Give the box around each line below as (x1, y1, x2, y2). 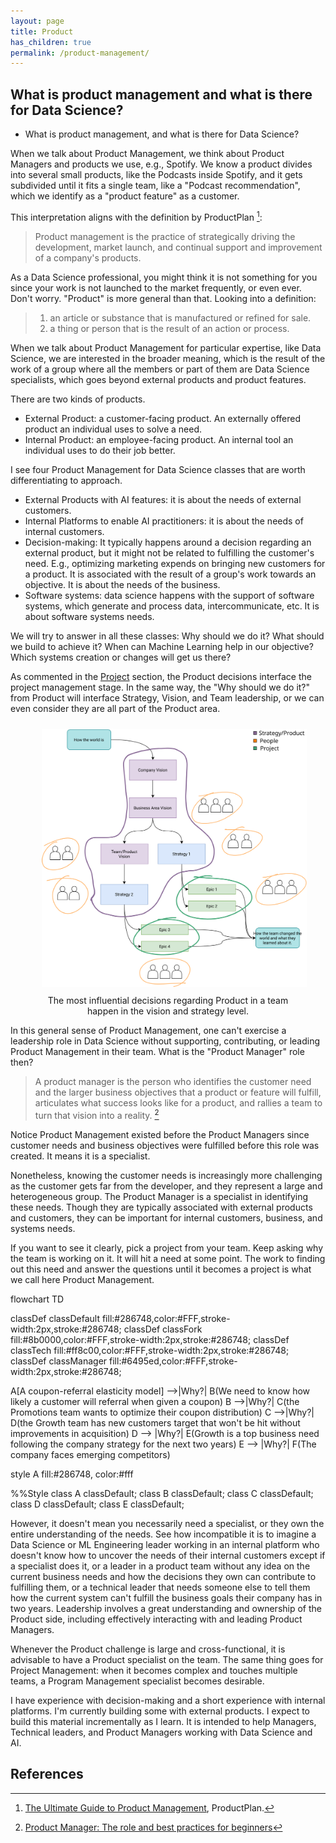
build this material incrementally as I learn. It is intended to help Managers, (10, 1716, 317, 1728)
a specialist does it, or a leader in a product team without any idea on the (10, 1560, 311, 1572)
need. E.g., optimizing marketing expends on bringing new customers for (24, 557, 326, 569)
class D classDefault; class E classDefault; (10, 1498, 185, 1510)
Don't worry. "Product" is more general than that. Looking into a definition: (10, 292, 317, 304)
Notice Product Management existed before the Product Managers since (10, 1129, 310, 1141)
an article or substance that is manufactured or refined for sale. (49, 311, 312, 324)
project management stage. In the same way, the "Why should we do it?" (10, 681, 311, 693)
